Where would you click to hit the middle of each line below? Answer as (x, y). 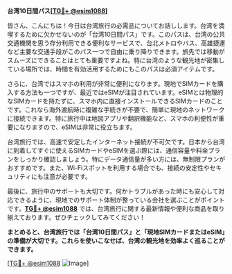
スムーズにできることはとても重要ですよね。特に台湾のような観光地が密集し (116, 60)
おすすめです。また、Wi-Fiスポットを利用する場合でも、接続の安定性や (108, 168)
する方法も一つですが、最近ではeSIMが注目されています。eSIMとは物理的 (118, 92)
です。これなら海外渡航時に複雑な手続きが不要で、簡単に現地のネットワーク (116, 110)
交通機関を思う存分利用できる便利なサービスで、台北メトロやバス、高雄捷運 (116, 43)
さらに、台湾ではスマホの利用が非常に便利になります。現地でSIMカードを (113, 84)
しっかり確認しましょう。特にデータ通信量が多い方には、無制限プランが (122, 159)
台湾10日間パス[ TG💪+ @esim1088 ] (57, 11)
